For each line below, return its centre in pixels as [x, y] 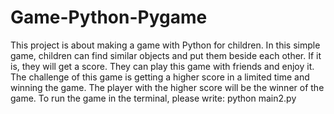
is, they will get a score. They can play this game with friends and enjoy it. [162, 66]
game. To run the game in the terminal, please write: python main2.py [153, 98]
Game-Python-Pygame [109, 17]
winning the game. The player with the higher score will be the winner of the [167, 87]
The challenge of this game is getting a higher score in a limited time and [160, 77]
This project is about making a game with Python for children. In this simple [165, 45]
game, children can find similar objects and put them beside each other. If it [166, 55]
